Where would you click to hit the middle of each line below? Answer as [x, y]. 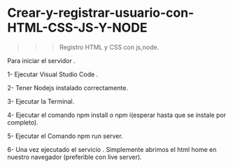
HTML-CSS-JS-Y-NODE [77, 28]
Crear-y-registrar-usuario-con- [101, 13]
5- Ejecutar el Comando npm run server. [65, 136]
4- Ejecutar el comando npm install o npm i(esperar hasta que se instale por [116, 115]
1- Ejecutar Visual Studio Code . [53, 74]
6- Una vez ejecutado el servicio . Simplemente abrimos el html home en [112, 149]
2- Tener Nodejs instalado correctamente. [68, 87]
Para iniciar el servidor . [41, 60]
